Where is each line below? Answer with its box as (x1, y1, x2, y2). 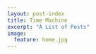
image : (7, 29, 27, 37)
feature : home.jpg (13, 36, 68, 43)
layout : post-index (7, 10, 65, 18)
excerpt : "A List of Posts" (7, 23, 90, 30)
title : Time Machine (7, 17, 68, 24)
